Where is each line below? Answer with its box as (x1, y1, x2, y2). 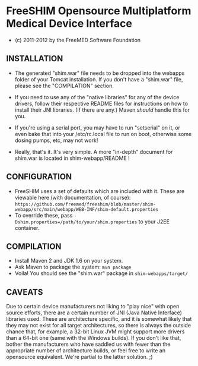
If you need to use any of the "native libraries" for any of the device (14, 93, 180, 100)
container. (14, 224, 40, 231)
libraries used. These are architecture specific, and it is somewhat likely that (6, 315, 192, 323)
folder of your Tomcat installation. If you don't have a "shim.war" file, (14, 75, 183, 83)
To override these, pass (14, 212, 73, 219)
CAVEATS (6, 287, 43, 297)
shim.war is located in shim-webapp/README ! (14, 154, 130, 162)
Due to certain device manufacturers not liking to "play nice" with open (6, 303, 180, 310)
